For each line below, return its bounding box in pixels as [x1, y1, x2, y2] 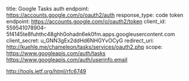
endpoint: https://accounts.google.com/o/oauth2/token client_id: [6, 18, 166, 25]
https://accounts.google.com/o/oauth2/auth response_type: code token [6, 11, 184, 19]
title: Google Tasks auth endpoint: [6, 5, 89, 12]
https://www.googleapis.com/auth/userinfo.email [6, 56, 128, 63]
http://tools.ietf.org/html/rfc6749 [6, 68, 86, 74]
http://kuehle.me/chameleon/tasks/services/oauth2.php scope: [6, 43, 163, 50]
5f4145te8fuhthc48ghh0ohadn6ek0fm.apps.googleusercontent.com [6, 31, 175, 38]
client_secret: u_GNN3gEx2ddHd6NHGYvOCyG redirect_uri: [6, 37, 154, 44]
